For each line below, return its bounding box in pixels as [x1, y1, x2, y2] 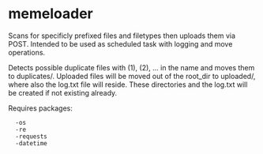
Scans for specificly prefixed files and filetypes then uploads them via [8, 31, 235, 40]
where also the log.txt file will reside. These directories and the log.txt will [8, 80, 248, 89]
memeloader [8, 5, 93, 23]
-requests [15, 132, 47, 141]
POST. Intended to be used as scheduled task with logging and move [8, 39, 233, 48]
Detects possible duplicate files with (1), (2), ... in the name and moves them [8, 62, 255, 72]
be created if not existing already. [8, 88, 118, 97]
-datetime [15, 139, 47, 147]
